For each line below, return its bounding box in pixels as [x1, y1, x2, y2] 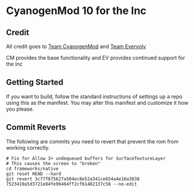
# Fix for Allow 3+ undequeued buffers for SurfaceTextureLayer [6, 155, 166, 162]
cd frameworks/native [6, 166, 59, 172]
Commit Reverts [6, 122, 66, 132]
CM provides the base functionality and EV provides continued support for [6, 54, 185, 61]
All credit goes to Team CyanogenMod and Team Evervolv [6, 43, 146, 50]
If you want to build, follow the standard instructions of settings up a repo [6, 92, 183, 100]
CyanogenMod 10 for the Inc [6, 4, 147, 18]
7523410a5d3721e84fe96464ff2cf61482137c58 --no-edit [6, 181, 137, 187]
